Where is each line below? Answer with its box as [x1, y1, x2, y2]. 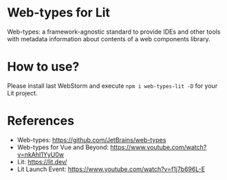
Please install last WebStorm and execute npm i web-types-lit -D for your [7, 81, 218, 90]
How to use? [7, 59, 80, 75]
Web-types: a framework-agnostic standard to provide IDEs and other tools [7, 27, 221, 36]
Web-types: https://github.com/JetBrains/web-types [17, 135, 166, 144]
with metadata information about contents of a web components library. [7, 34, 210, 43]
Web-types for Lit [7, 5, 110, 21]
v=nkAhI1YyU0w [17, 150, 64, 159]
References [7, 113, 74, 128]
